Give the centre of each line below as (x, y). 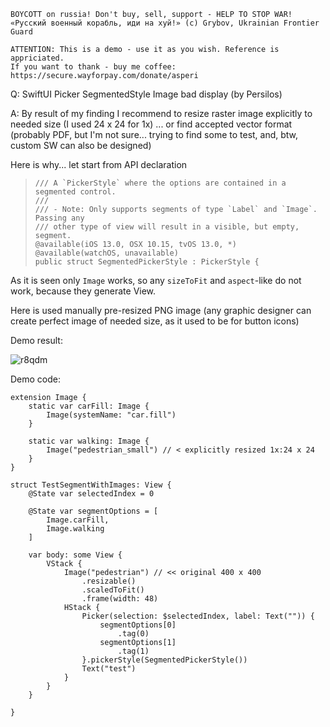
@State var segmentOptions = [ (93, 511)
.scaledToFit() (113, 590)
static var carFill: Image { (89, 406)
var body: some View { (75, 555)
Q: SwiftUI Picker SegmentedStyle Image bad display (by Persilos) (146, 94)
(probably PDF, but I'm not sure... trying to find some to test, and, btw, (154, 134)
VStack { (64, 564)
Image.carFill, (78, 520)
